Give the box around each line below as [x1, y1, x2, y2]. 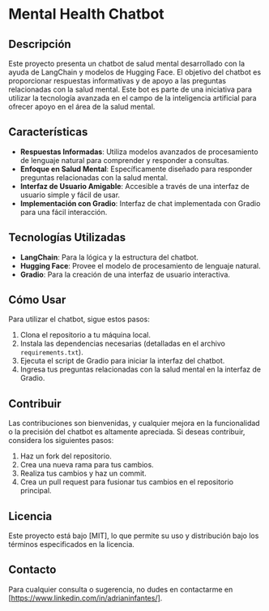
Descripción [8, 37, 71, 51]
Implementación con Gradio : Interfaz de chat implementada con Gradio [19, 198, 261, 208]
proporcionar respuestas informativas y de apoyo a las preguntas [8, 76, 227, 85]
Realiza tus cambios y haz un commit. [19, 468, 147, 479]
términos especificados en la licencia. [8, 540, 135, 549]
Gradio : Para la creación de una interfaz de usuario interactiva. [19, 269, 231, 279]
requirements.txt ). [19, 347, 83, 357]
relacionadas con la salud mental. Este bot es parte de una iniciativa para [8, 84, 253, 94]
